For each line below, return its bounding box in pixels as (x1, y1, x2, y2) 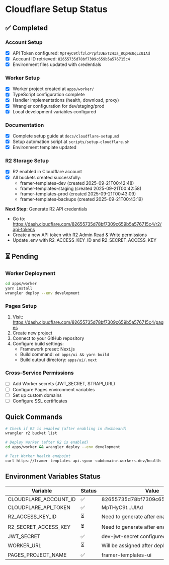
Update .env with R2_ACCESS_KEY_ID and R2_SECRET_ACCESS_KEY (12, 237, 157, 243)
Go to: (12, 216, 26, 222)
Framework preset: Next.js (20, 346, 75, 352)
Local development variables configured (12, 108, 97, 114)
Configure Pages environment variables (12, 386, 95, 392)
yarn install (5, 286, 33, 291)
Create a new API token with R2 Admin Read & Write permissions (12, 232, 147, 238)
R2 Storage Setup (5, 157, 49, 164)
